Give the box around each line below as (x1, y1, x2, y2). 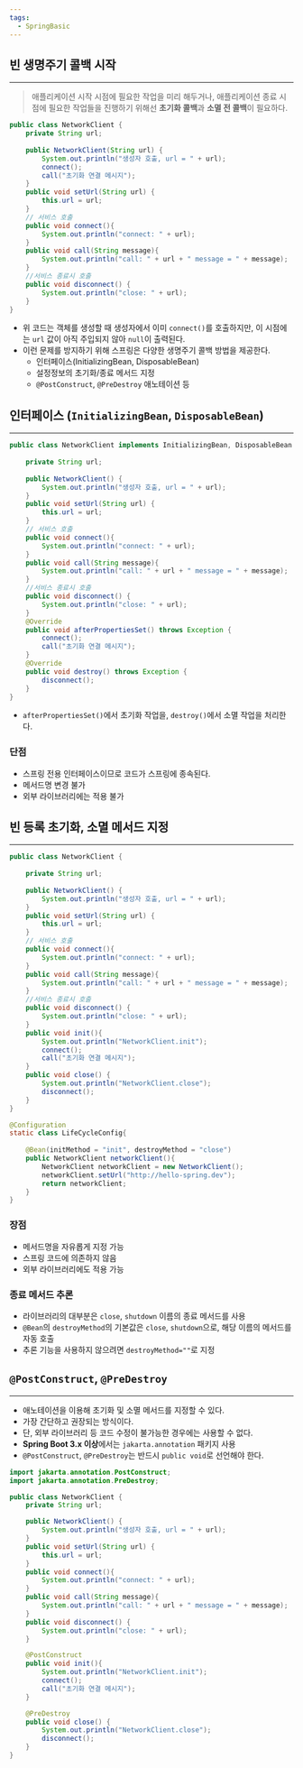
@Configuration (9, 1120, 67, 1129)
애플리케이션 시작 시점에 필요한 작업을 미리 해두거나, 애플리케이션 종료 (31, 91, 278, 102)
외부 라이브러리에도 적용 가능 (22, 1264, 124, 1275)
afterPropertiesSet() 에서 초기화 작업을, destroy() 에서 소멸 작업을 (22, 710, 263, 721)
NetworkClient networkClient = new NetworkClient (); (41, 1162, 244, 1171)
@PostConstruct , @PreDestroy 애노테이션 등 (35, 379, 190, 390)
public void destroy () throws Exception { (25, 667, 188, 677)
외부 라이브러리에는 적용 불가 (22, 790, 124, 801)
